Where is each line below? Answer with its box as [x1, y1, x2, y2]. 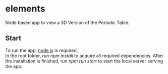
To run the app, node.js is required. [5, 47, 78, 53]
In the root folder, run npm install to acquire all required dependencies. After [5, 52, 163, 58]
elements [5, 3, 45, 14]
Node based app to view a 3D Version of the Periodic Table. [5, 19, 130, 25]
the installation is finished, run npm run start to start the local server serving [5, 58, 163, 64]
